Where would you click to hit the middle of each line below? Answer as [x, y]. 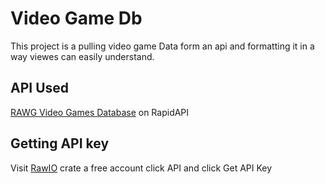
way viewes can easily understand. [82, 56]
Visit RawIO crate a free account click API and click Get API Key [141, 168]
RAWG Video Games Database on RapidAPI [100, 112]
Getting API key [60, 143]
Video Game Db [76, 18]
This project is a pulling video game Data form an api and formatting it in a [162, 46]
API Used [40, 88]
